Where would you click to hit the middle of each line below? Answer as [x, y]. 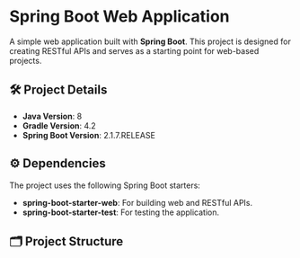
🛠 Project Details [58, 90]
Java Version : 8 [52, 116]
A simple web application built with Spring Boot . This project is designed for [150, 41]
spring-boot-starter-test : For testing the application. [121, 212]
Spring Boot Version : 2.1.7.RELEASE [88, 135]
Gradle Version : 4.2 [59, 125]
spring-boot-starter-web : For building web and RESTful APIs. [137, 202]
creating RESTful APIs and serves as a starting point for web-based [134, 50]
